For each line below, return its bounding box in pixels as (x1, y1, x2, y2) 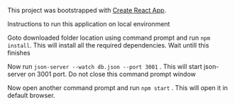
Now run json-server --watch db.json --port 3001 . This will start (7, 62, 202, 70)
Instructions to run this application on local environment (7, 20, 170, 28)
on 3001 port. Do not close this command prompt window (28, 70, 197, 78)
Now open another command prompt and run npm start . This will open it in (7, 84, 229, 92)
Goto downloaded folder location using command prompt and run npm (7, 33, 211, 42)
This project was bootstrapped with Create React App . (7, 6, 167, 14)
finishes (7, 49, 31, 57)
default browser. (7, 92, 55, 99)
